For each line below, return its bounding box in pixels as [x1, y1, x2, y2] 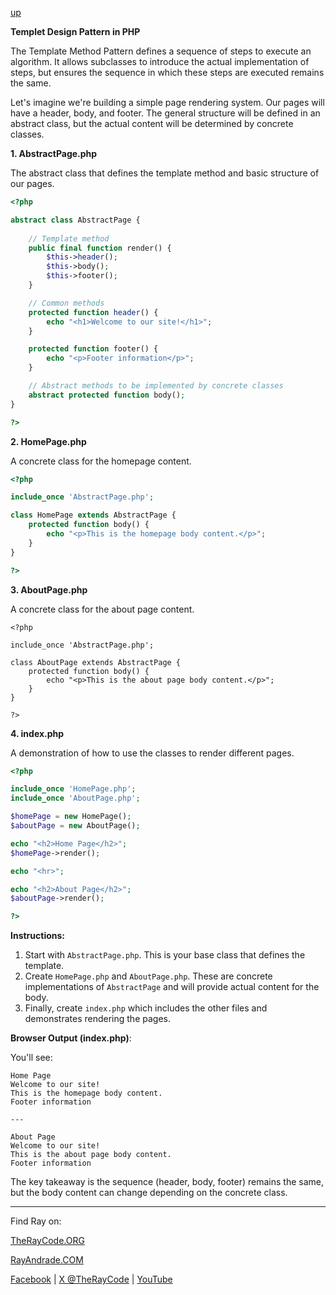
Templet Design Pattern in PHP [10, 26, 141, 37]
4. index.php [10, 727, 65, 739]
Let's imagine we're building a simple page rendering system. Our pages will [10, 97, 325, 108]
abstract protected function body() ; [28, 390, 186, 400]
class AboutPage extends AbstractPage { [10, 657, 182, 667]
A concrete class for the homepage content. [10, 455, 192, 467]
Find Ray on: [10, 1215, 62, 1227]
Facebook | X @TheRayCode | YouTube [10, 1273, 173, 1286]
